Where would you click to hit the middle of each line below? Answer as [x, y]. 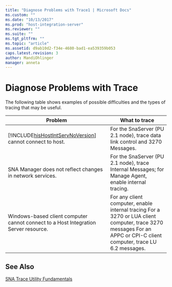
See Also [20, 267]
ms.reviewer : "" [23, 29]
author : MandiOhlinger [29, 58]
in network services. [32, 176]
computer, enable [131, 203]
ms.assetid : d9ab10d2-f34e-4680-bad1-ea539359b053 [60, 48]
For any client [126, 197]
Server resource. [28, 229]
